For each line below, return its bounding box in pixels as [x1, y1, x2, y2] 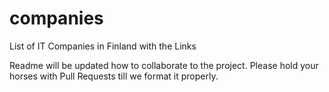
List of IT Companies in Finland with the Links [9, 40, 197, 52]
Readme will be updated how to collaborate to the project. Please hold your [9, 59, 319, 71]
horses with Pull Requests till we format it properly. [9, 70, 219, 82]
